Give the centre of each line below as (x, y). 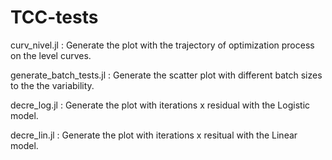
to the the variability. (52, 85)
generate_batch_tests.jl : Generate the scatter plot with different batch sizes (166, 75)
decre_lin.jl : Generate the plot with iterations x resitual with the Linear (154, 135)
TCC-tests (54, 17)
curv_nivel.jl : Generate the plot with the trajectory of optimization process (162, 45)
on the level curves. (51, 55)
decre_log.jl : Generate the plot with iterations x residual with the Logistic (160, 105)
